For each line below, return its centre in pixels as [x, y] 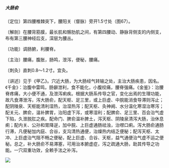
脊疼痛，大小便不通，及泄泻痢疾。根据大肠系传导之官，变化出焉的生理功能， [84, 94]
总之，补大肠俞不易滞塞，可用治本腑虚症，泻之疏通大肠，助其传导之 [84, 144]
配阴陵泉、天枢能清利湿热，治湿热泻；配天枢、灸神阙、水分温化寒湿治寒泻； [84, 106]
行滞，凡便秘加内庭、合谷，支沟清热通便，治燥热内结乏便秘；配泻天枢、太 [82, 131]
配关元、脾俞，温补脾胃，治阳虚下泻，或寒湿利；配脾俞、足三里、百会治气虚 [84, 112]
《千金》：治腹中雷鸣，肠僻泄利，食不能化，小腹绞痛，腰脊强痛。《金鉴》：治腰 [84, 87]
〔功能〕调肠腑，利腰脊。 [32, 49]
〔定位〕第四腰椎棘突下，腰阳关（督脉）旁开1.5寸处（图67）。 [69, 21]
